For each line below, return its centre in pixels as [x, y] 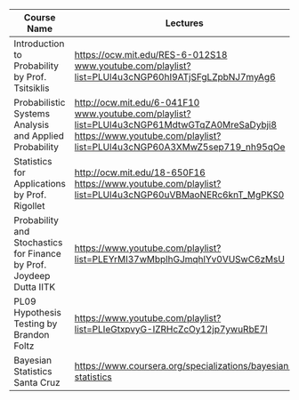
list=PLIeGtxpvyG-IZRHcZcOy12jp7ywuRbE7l [171, 329]
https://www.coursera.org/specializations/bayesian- [185, 366]
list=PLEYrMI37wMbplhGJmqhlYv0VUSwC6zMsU [179, 259]
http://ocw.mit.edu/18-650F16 [140, 172]
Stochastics [38, 242]
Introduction [39, 44]
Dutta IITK [35, 287]
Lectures [185, 23]
